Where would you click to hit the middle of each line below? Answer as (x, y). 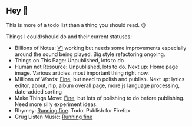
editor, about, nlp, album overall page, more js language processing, (97, 85)
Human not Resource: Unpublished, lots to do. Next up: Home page (96, 67)
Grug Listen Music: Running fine (54, 117)
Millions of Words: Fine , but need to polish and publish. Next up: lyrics (100, 79)
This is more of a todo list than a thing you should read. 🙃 (76, 25)
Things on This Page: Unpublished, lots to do (69, 60)
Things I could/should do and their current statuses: (69, 37)
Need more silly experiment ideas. (56, 104)
